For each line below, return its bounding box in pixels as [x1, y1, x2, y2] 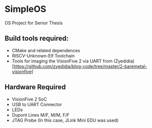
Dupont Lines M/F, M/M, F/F [11, 112, 70, 118]
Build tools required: [4, 34, 69, 43]
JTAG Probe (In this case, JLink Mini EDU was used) [11, 117, 119, 123]
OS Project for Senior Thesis [4, 20, 63, 26]
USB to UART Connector [11, 101, 63, 107]
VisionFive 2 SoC [11, 96, 47, 102]
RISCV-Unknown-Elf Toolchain [11, 53, 75, 59]
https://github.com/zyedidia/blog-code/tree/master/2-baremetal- [13, 63, 148, 69]
